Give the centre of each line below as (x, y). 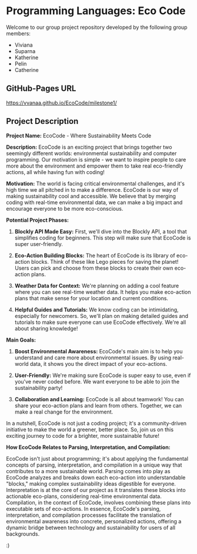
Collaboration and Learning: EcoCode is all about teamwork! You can (99, 399)
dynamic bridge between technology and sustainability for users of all (91, 527)
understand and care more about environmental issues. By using (93, 358)
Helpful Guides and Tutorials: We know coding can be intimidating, (96, 309)
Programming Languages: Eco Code (96, 11)
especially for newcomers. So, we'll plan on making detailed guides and (101, 316)
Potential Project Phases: (38, 220)
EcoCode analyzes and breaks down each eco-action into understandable (96, 477)
